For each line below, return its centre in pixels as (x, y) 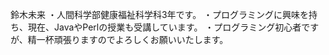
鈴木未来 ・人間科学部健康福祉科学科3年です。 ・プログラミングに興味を (160, 14)
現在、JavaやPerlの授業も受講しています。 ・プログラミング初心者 (164, 27)
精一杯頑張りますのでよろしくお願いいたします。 (128, 39)
